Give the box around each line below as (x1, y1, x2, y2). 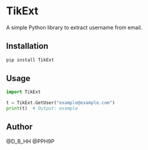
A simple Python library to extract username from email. (6, 24, 143, 31)
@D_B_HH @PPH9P (6, 137, 55, 145)
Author (6, 122, 33, 132)
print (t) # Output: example (6, 105, 78, 111)
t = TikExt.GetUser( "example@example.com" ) (6, 100, 115, 106)
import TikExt (6, 89, 41, 95)
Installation (6, 41, 49, 51)
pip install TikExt (6, 57, 54, 63)
